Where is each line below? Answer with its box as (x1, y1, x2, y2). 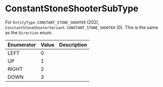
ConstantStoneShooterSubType (5, 3, 139, 14)
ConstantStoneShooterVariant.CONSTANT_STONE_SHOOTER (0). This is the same (5, 24, 159, 30)
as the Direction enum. (5, 29, 53, 35)
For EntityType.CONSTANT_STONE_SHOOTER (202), (5, 19, 99, 25)
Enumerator (7, 41, 36, 48)
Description (59, 41, 87, 48)
